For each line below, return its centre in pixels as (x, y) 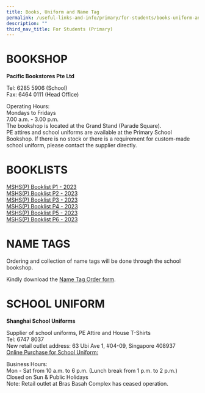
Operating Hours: (28, 106)
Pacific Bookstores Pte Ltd (41, 76)
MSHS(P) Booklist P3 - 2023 (42, 200)
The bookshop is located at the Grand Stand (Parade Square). (84, 126)
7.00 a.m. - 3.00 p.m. (33, 119)
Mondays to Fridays (31, 113)
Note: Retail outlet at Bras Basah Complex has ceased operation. (88, 384)
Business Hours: (27, 364)
